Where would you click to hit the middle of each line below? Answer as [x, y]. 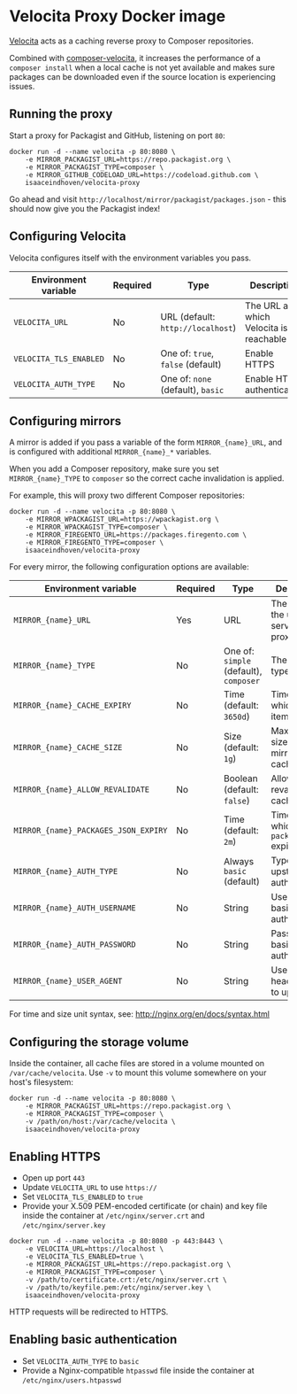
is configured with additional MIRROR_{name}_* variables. [110, 452]
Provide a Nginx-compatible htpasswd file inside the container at [138, 1370]
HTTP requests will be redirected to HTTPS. [89, 1312]
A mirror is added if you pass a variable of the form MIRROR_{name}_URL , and [146, 442]
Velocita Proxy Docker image [118, 16]
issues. [22, 86]
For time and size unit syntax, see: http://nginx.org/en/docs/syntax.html [139, 1014]
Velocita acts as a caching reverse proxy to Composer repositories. [131, 41]
